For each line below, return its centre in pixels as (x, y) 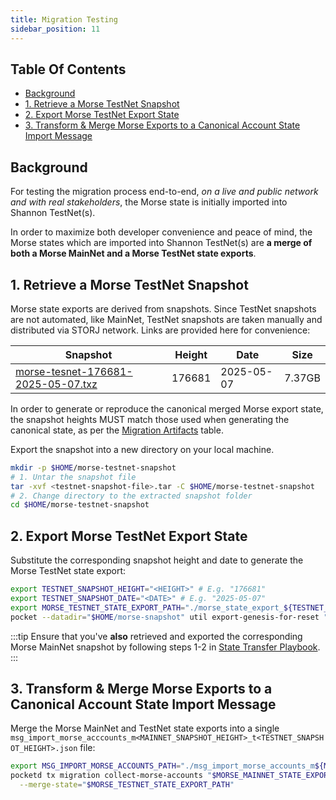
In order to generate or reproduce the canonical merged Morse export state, (167, 408)
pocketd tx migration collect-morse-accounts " (111, 776)
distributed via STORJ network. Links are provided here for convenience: (160, 330)
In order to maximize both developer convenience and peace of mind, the (161, 232)
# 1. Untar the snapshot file (73, 477)
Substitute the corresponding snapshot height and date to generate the (157, 560)
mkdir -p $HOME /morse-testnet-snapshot (93, 467)
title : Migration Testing (64, 19)
